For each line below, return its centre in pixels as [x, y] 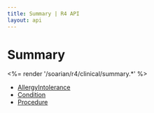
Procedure [33, 103]
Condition [31, 95]
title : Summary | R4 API [43, 14]
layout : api [24, 20]
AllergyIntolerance [44, 87]
